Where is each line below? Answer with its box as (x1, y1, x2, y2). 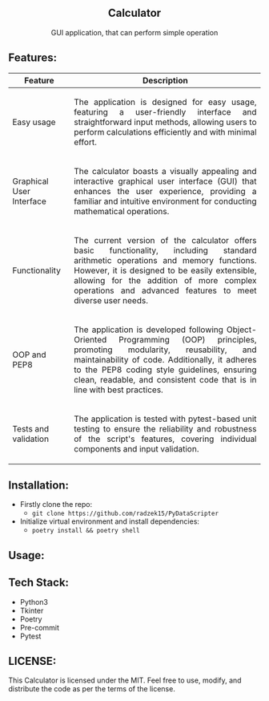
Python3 (19, 597, 48, 606)
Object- (227, 324, 257, 335)
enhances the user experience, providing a (73, 185, 257, 197)
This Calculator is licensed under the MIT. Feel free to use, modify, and (8, 675, 242, 685)
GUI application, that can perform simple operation (50, 27, 219, 37)
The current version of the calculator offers (73, 234, 257, 245)
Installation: (8, 479, 70, 492)
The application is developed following (73, 324, 224, 335)
